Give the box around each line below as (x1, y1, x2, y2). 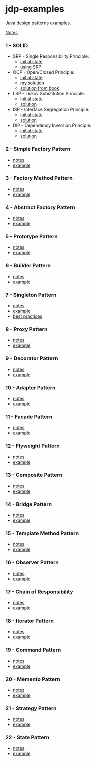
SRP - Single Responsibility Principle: (12, 53, 89, 59)
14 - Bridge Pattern (5, 501, 52, 508)
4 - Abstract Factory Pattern (5, 204, 75, 211)
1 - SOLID (5, 42, 28, 49)
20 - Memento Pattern (5, 676, 60, 683)
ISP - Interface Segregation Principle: (12, 106, 90, 113)
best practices (12, 313, 43, 319)
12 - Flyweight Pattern (5, 442, 60, 449)
